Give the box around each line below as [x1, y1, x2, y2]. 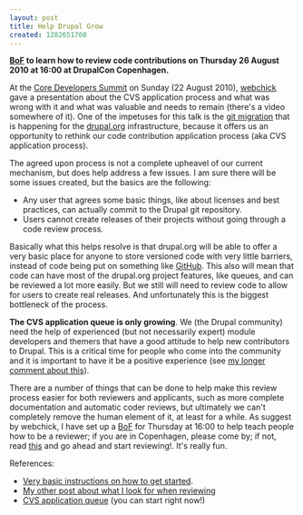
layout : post [9, 13, 59, 23]
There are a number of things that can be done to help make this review [9, 382, 278, 393]
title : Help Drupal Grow [9, 22, 103, 31]
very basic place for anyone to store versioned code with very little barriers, [9, 251, 293, 262]
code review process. [22, 223, 104, 234]
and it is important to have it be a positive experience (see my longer [9, 355, 266, 366]
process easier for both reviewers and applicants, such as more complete [9, 392, 285, 403]
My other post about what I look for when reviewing [22, 485, 216, 496]
